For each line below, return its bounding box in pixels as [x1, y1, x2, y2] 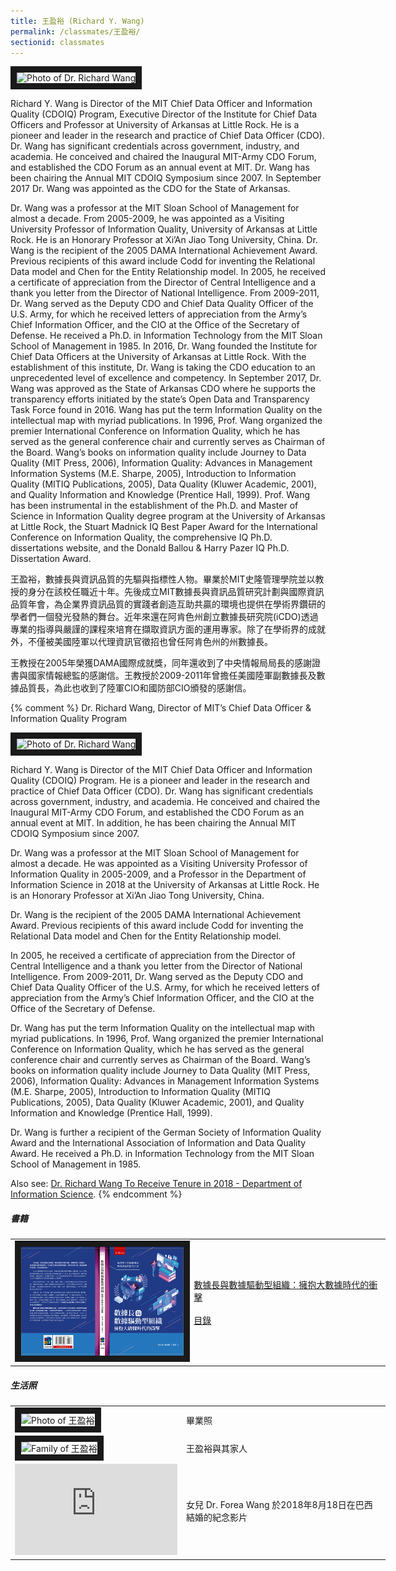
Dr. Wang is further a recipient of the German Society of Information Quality [10, 1126, 322, 1139]
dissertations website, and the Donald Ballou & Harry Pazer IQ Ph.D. [10, 542, 290, 554]
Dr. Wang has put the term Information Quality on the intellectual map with [10, 1022, 316, 1034]
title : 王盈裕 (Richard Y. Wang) [10, 16, 145, 26]
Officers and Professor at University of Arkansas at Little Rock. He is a [10, 119, 300, 131]
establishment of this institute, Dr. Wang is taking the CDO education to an [10, 361, 316, 374]
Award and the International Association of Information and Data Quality [10, 1137, 307, 1149]
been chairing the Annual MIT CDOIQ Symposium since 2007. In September [10, 172, 322, 184]
